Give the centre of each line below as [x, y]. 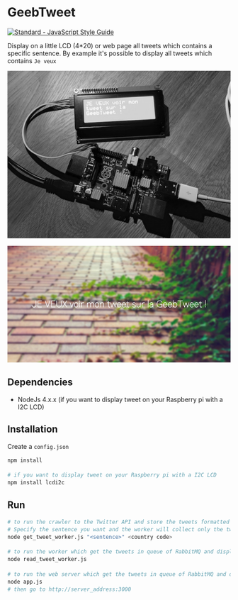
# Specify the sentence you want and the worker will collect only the [115, 529]
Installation [33, 429]
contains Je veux [32, 60]
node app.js [25, 582]
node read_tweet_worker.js [47, 560]
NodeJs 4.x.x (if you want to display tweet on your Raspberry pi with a [120, 399]
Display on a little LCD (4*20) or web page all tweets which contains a [110, 45]
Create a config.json [38, 446]
